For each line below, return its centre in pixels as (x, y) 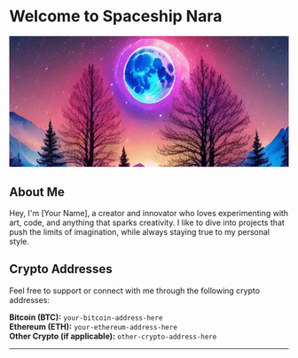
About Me (37, 192)
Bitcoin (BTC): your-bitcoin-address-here (86, 317)
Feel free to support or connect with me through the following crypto (134, 291)
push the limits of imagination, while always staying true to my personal (140, 232)
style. (19, 241)
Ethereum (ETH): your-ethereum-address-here (93, 326)
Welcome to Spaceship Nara (116, 16)
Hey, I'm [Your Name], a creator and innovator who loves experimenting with (149, 213)
